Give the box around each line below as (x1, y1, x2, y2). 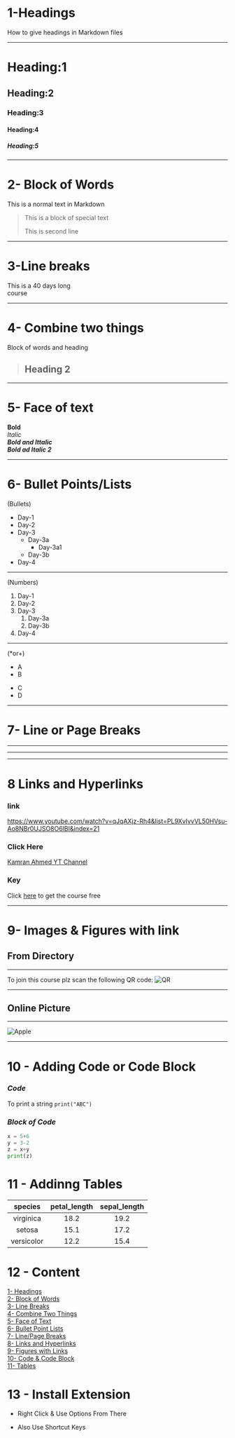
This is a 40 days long (7, 281, 71, 290)
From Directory (7, 950, 75, 962)
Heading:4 (7, 126, 39, 134)
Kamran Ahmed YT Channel (7, 857, 87, 867)
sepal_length (100, 1201, 145, 1211)
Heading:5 (7, 142, 39, 150)
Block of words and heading (7, 343, 89, 351)
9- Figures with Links (7, 1347, 69, 1355)
